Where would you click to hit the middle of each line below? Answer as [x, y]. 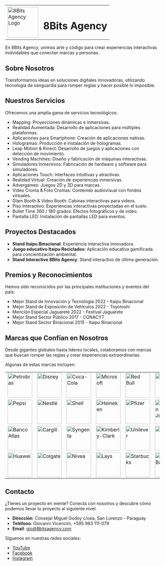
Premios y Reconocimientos [49, 275]
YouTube [21, 548]
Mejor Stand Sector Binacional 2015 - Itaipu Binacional [67, 323]
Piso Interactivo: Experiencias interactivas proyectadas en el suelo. [80, 206]
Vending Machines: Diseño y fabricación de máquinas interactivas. [80, 159]
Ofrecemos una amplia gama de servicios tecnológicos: [61, 112]
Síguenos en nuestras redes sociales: [43, 538]
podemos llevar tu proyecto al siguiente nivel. [51, 509]
